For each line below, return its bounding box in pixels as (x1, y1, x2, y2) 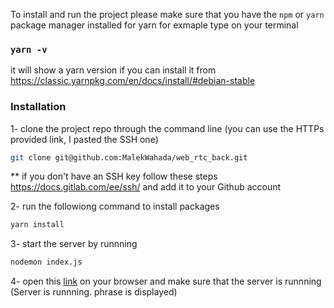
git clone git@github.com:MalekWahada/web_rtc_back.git (10, 152, 248, 163)
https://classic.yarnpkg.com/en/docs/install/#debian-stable (10, 75, 256, 87)
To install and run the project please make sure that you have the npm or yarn (10, 9, 325, 20)
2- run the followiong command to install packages (10, 200, 220, 213)
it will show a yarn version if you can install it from (10, 64, 217, 76)
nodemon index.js (10, 257, 83, 268)
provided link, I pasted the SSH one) (10, 133, 159, 145)
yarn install (10, 220, 65, 230)
